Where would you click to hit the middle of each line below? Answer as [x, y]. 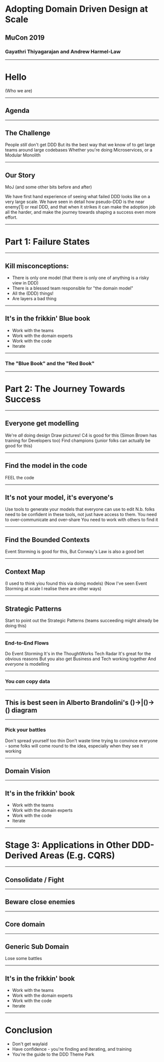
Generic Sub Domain [37, 947]
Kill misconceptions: [37, 266]
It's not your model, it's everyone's [59, 498]
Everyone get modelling [42, 424]
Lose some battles [24, 958]
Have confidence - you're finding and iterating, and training [72, 1049]
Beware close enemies [40, 902]
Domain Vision [28, 771]
